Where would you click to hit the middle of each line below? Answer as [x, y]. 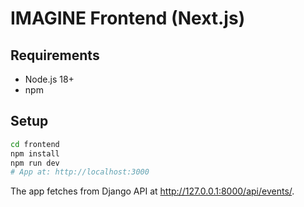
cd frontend [35, 144]
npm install [35, 153]
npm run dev [35, 163]
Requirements [55, 55]
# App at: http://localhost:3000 [80, 172]
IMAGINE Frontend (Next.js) [128, 18]
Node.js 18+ [49, 79]
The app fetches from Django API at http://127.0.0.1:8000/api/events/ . [152, 191]
